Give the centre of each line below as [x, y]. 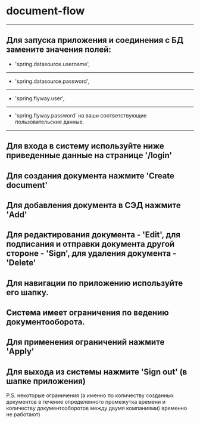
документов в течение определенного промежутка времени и [86, 402]
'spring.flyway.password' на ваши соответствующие [81, 115]
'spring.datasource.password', [52, 81]
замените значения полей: [59, 50]
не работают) [23, 414]
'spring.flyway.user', [40, 98]
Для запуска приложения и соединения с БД [95, 40]
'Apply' [20, 352]
